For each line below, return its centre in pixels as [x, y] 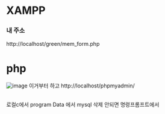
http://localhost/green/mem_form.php [53, 44]
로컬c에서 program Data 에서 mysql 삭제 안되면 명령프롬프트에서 [83, 104]
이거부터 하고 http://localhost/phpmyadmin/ [82, 86]
